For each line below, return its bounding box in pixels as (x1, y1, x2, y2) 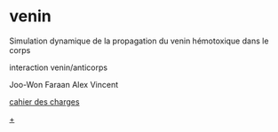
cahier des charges (9, 96, 80, 107)
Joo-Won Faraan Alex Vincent (9, 79, 118, 89)
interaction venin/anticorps (9, 62, 108, 73)
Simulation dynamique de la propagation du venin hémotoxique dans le (9, 35, 269, 46)
